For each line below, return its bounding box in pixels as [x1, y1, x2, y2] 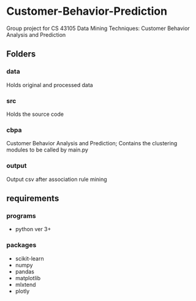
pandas [15, 268, 35, 275]
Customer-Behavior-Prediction [6, 4, 167, 18]
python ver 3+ [15, 226, 51, 233]
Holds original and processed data [6, 81, 93, 88]
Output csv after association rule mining [6, 175, 107, 183]
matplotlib [15, 274, 41, 281]
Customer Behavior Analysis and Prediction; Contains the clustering [6, 140, 178, 147]
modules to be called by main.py [6, 146, 89, 154]
